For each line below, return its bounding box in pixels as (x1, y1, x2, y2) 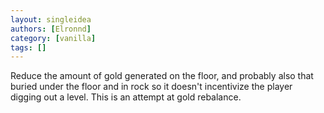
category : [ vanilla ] (10, 33, 97, 43)
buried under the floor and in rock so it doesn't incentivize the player (10, 81, 293, 93)
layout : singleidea (10, 14, 92, 25)
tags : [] (10, 42, 47, 53)
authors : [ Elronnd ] (10, 24, 92, 34)
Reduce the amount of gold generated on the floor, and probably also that (10, 70, 314, 82)
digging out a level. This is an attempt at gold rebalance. (10, 91, 242, 103)
